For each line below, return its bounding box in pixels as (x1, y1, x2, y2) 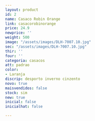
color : (5, 67, 19, 72)
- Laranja (5, 72, 26, 77)
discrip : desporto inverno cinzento (5, 76, 80, 81)
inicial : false (5, 100, 36, 105)
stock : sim (5, 90, 28, 95)
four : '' (5, 53, 23, 59)
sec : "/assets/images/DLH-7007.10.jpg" (5, 44, 87, 49)
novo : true (5, 81, 28, 86)
